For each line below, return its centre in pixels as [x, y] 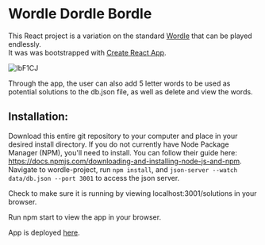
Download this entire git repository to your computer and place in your [123, 136]
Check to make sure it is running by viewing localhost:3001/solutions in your [132, 193]
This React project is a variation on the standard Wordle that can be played [130, 36]
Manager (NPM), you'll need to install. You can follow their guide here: [123, 152]
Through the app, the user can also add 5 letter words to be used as [119, 83]
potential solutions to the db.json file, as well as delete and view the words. [131, 91]
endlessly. [25, 44]
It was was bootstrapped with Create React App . [87, 52]
